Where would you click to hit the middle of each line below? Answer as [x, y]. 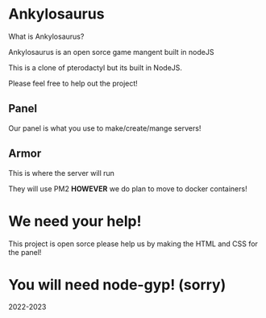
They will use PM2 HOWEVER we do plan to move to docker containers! [128, 188]
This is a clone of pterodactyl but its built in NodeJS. [96, 67]
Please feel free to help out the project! [73, 83]
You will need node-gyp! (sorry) [117, 285]
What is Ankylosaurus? [46, 36]
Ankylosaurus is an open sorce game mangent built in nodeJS [111, 52]
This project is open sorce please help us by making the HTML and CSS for [133, 244]
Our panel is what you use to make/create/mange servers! [105, 128]
